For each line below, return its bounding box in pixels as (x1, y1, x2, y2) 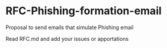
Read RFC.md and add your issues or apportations (5, 35, 129, 42)
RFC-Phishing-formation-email (5, 4, 162, 18)
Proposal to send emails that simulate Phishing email (5, 24, 134, 31)
